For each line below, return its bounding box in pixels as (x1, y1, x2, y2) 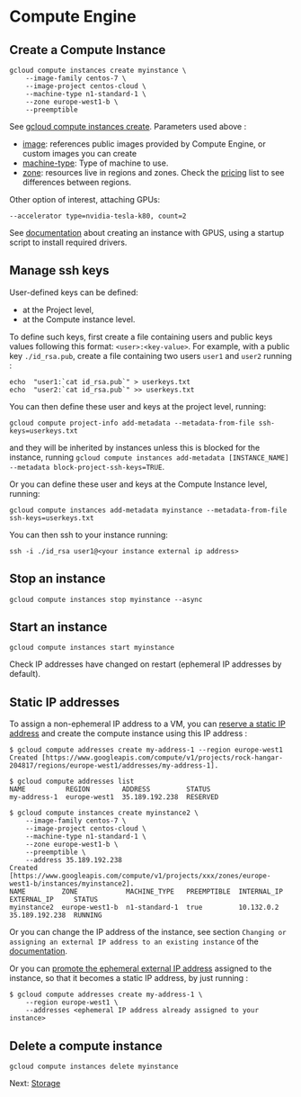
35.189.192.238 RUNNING (9, 911, 102, 920)
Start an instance (9, 619, 108, 635)
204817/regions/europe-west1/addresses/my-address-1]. (9, 761, 219, 770)
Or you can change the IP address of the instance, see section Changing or (9, 927, 287, 938)
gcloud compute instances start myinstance (9, 643, 175, 652)
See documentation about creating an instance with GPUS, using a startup (9, 228, 285, 238)
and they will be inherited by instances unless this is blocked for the (9, 442, 261, 453)
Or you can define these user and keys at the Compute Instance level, (9, 479, 268, 490)
